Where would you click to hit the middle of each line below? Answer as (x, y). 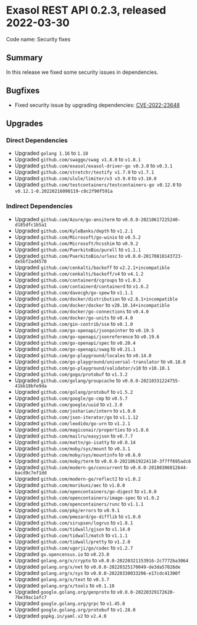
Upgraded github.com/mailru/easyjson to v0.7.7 (74, 436)
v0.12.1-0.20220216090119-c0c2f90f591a (64, 192)
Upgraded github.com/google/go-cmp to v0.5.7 (71, 398)
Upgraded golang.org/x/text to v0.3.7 (62, 579)
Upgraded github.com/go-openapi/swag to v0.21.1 (75, 349)
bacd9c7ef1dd (31, 473)
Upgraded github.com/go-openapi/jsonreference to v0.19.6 (87, 336)
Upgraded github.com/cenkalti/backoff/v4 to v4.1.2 (79, 273)
